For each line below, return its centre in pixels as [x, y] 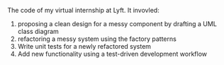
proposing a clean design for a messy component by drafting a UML [117, 24]
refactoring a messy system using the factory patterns [97, 39]
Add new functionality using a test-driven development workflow [112, 54]
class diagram [38, 31]
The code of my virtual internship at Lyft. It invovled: [83, 10]
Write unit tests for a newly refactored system [84, 46]
